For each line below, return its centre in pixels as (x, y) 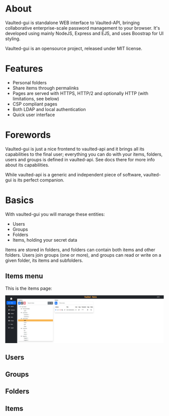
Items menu (24, 276)
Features (24, 69)
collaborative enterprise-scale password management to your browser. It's (82, 28)
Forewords (28, 135)
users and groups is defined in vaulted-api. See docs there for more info (80, 159)
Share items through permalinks (46, 88)
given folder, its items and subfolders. (44, 260)
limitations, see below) (36, 98)
